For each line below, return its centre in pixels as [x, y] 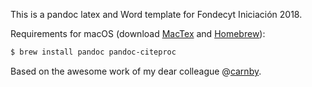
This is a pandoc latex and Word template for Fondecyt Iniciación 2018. [156, 14]
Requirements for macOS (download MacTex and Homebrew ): [138, 33]
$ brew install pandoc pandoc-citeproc [93, 52]
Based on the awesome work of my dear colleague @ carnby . [136, 71]
